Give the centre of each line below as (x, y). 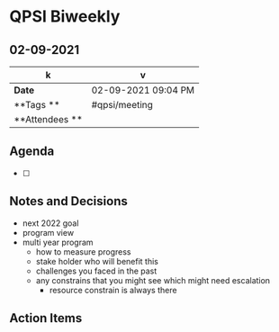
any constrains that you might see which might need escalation (153, 280)
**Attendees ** (48, 119)
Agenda (32, 152)
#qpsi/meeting (122, 105)
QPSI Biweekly (65, 17)
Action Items (46, 318)
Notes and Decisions (68, 201)
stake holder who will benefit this (97, 261)
